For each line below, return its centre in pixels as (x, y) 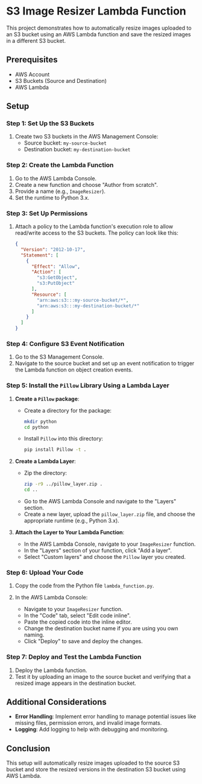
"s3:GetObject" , (57, 278)
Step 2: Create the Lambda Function (60, 165)
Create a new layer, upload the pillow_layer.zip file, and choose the (110, 514)
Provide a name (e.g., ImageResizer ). (60, 191)
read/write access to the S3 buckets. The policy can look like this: (97, 233)
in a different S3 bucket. (36, 41)
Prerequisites (32, 60)
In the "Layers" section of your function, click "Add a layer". (98, 550)
